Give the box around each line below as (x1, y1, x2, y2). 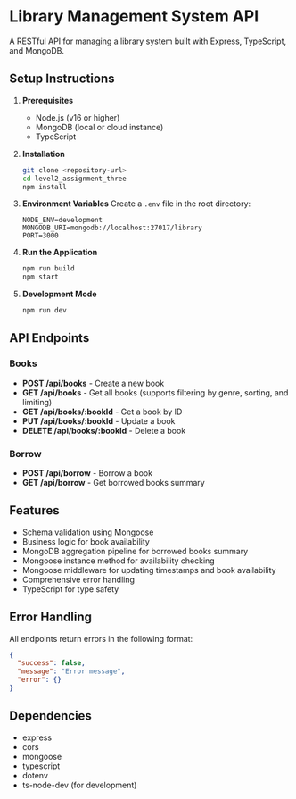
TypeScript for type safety (21, 583, 119, 595)
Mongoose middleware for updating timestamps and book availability (21, 564, 276, 575)
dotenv (21, 770, 49, 780)
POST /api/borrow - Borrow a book (21, 467, 153, 479)
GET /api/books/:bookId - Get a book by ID (21, 406, 183, 417)
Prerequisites (21, 95, 74, 105)
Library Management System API (9, 6, 259, 27)
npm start (21, 272, 60, 282)
